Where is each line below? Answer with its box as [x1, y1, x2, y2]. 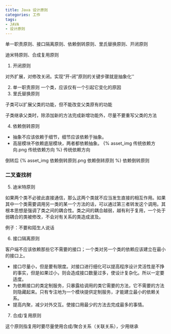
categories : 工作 [5, 12, 41, 17]
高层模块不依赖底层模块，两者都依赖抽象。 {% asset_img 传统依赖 [12, 141, 151, 147]
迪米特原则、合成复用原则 [5, 52, 59, 58]
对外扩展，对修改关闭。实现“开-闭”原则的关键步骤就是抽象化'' [5, 73, 135, 79]
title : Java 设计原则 [5, 7, 48, 13]
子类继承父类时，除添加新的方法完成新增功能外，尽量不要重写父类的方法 [5, 113, 157, 119]
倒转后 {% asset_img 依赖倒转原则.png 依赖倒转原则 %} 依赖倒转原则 [5, 157, 150, 163]
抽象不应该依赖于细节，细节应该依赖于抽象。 [12, 134, 107, 140]
